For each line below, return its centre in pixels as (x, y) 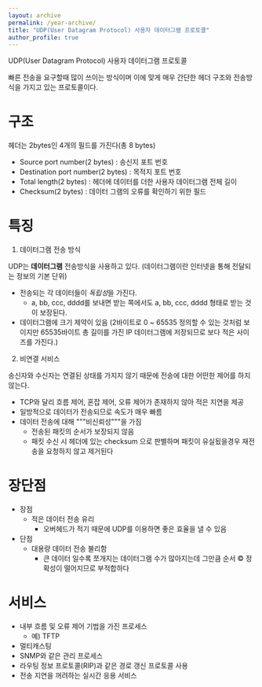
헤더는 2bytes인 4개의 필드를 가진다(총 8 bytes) (82, 146)
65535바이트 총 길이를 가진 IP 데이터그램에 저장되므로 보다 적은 (138, 332)
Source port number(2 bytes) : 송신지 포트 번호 (94, 162)
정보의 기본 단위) (42, 276)
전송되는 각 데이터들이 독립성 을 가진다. (78, 293)
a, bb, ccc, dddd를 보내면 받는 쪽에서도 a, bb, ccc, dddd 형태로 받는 (137, 303)
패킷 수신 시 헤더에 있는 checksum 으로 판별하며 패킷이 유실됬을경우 (136, 441)
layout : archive (35, 15)
